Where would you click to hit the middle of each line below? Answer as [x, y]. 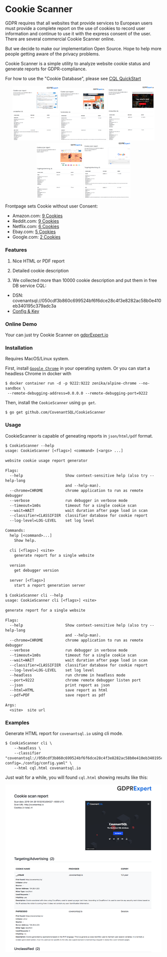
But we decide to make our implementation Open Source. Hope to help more [83, 48]
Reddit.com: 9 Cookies [36, 221]
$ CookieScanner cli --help [34, 595]
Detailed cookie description [41, 270]
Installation [19, 348]
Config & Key [26, 311]
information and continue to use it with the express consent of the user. [78, 33]
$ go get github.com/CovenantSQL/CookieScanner [55, 413]
